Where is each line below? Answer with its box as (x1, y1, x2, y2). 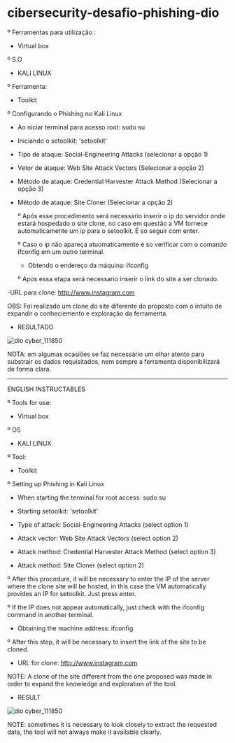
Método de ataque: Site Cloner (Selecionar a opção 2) (17, 198, 173, 206)
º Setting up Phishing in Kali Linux (7, 479, 105, 488)
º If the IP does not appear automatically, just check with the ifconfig (7, 603, 205, 611)
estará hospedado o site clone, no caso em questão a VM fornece (17, 219, 208, 227)
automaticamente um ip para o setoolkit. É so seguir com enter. (17, 226, 200, 235)
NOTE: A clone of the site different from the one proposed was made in (7, 672, 213, 680)
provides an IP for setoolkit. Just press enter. (7, 589, 136, 597)
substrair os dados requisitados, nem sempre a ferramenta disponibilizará (7, 357, 220, 365)
